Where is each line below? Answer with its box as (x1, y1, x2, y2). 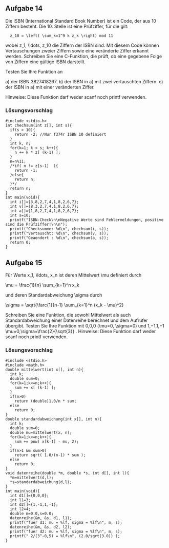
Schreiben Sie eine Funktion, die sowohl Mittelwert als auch (5, 312, 131, 318)
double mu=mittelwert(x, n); (10, 430, 72, 435)
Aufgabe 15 (5, 258, 43, 267)
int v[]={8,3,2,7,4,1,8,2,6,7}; (10, 204, 79, 209)
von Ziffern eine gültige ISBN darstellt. (5, 59, 86, 65)
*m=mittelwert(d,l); (10, 475, 54, 480)
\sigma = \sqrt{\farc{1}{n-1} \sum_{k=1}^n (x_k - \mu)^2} (5, 302, 124, 308)
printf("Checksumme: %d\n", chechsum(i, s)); (10, 226, 109, 232)
